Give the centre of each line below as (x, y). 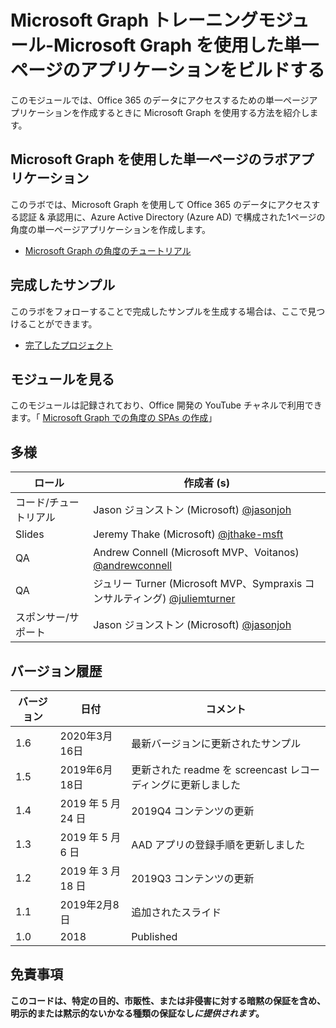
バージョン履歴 (56, 671)
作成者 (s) (206, 483)
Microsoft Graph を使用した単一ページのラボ (149, 159)
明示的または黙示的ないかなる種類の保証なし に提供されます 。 (137, 1013)
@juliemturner (202, 599)
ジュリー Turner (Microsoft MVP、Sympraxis (198, 584)
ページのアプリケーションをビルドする (167, 70)
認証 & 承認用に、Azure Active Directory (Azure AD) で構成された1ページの (172, 217)
